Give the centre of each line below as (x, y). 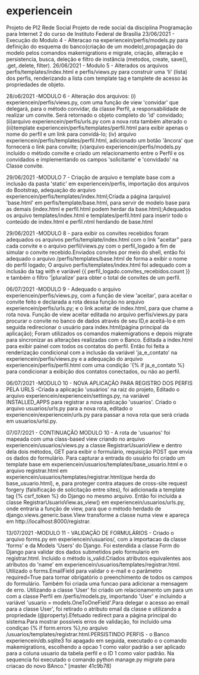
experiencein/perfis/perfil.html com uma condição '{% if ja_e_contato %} (96, 365)
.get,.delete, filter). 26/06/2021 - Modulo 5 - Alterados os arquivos (87, 65)
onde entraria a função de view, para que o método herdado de (84, 509)
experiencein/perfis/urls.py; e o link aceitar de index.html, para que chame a (99, 308)
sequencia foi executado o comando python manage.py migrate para (91, 659)
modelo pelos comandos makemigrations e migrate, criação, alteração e (94, 52)
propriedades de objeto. (36, 84)
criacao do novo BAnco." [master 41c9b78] (59, 665)
